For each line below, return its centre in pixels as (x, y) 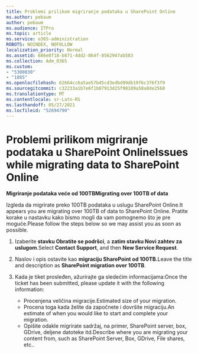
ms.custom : (20, 66)
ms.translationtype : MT (35, 94)
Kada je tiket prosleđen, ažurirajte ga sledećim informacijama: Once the (101, 277)
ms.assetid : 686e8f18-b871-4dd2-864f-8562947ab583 (70, 55)
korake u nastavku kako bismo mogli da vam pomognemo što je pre (88, 218)
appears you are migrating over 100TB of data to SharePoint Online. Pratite (97, 211)
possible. (17, 230)
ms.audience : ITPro (30, 28)
